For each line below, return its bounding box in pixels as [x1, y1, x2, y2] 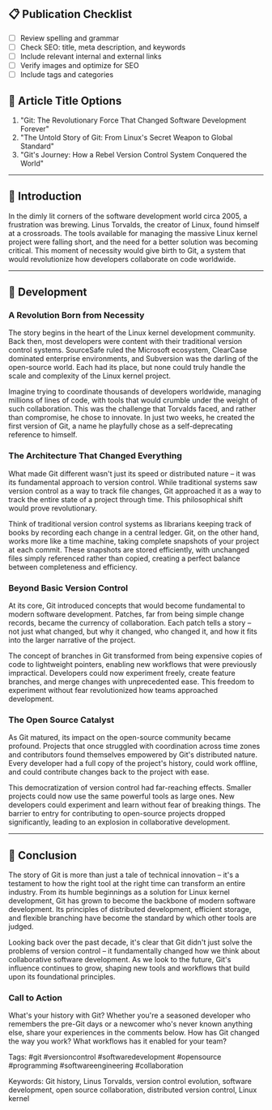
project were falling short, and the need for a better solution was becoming [8, 237, 258, 247]
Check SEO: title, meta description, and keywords [19, 42, 186, 52]
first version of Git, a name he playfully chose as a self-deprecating [8, 421, 233, 431]
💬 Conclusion [8, 848, 77, 863]
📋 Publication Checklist [8, 7, 132, 21]
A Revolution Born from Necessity [8, 310, 145, 321]
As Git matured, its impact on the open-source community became [8, 733, 232, 742]
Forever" [19, 123, 50, 133]
